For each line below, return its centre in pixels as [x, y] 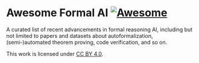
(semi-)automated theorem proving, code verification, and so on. [87, 42]
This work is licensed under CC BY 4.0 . [55, 53]
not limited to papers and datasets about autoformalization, [80, 35]
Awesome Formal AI [57, 13]
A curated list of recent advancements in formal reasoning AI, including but [99, 29]
